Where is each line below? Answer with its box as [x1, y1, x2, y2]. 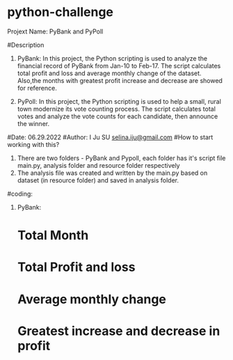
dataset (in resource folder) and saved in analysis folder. [17, 175, 179, 185]
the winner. [17, 119, 50, 127]
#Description [7, 40, 45, 49]
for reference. [17, 84, 57, 92]
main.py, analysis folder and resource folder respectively [17, 161, 180, 169]
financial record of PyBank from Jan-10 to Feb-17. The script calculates [17, 61, 221, 70]
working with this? [7, 140, 60, 148]
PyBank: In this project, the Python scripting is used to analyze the [17, 54, 208, 63]
